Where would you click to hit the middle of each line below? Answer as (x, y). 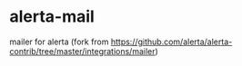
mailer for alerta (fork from (59, 42)
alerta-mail (52, 17)
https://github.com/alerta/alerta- (171, 42)
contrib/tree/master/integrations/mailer (83, 51)
